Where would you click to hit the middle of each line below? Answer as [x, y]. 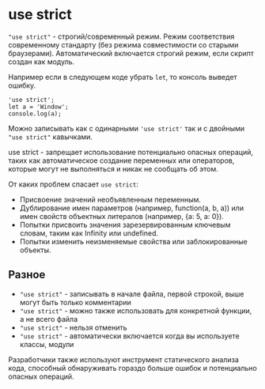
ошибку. [22, 85]
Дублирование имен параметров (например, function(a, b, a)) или [131, 208]
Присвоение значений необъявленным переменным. [110, 199]
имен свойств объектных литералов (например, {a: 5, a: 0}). [121, 216]
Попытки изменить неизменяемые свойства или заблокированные [133, 241]
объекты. [35, 250]
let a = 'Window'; [38, 107]
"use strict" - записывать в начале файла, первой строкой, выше [132, 293]
